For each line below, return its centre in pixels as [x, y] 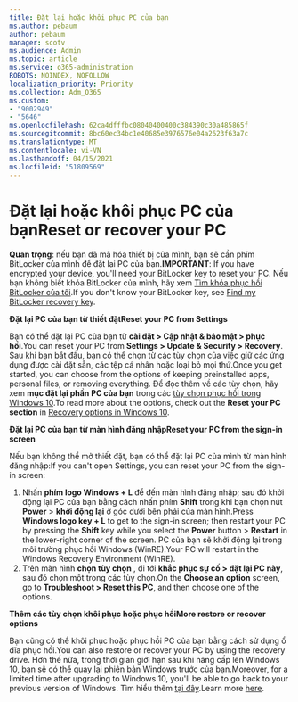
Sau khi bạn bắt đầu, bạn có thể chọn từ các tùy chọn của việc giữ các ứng [147, 355]
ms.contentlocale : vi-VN [55, 150]
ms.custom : [29, 100]
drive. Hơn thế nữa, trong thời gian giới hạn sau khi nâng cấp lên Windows [145, 660]
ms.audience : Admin [45, 51]
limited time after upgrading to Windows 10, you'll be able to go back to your [149, 679]
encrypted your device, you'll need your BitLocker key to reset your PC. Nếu [149, 274]
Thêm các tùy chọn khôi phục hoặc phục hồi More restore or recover [137, 614]
